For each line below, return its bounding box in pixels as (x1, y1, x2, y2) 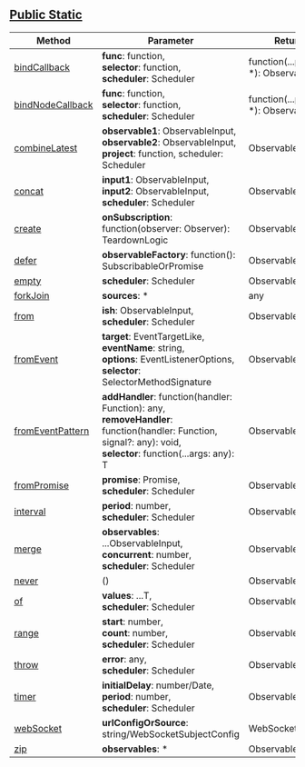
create (14, 222, 42, 234)
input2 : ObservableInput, (101, 184, 210, 197)
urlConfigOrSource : (101, 716, 189, 729)
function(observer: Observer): (101, 222, 231, 234)
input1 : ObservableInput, (101, 173, 210, 185)
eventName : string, (101, 341, 185, 354)
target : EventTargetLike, (101, 330, 205, 343)
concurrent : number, (101, 548, 192, 561)
